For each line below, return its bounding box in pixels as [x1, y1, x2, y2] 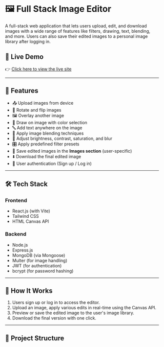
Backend [5, 231, 27, 237]
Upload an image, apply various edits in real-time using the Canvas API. [12, 305, 157, 311]
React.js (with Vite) [12, 208, 50, 214]
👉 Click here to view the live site [5, 66, 72, 72]
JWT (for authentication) [12, 262, 62, 269]
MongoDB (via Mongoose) [12, 252, 65, 258]
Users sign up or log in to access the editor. [12, 300, 100, 305]
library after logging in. [5, 38, 51, 44]
